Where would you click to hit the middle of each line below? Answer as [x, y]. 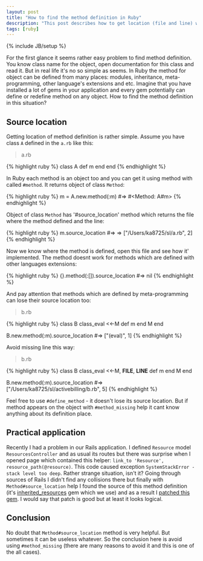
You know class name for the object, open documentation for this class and [100, 64]
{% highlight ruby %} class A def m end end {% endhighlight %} [86, 167]
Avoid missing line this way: [40, 348]
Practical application [46, 433]
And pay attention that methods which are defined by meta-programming [97, 294]
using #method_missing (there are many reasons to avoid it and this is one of [100, 545]
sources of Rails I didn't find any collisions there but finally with [85, 479]
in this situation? [27, 103]
